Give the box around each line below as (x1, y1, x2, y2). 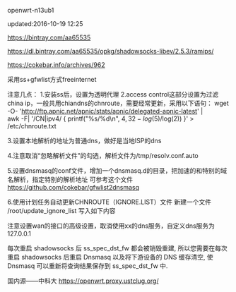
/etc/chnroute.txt (7, 122, 57, 130)
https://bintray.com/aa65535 (7, 33, 91, 42)
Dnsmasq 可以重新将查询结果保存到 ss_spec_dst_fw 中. (7, 262, 168, 270)
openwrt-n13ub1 (7, 6, 54, 14)
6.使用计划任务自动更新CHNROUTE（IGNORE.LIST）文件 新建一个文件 (7, 197, 212, 206)
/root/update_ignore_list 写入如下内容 (7, 207, 116, 214)
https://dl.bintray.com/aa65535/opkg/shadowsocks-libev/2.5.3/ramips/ (7, 47, 214, 55)
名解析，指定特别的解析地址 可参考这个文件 (7, 176, 133, 183)
